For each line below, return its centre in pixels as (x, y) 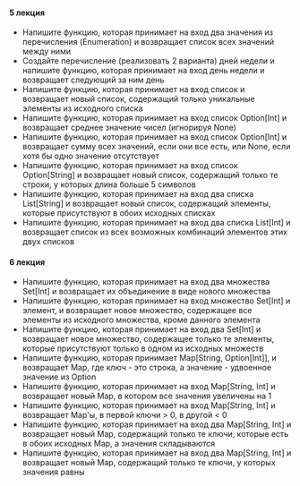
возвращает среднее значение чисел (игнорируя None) (129, 128)
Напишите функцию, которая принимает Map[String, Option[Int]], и (150, 358)
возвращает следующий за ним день (93, 80)
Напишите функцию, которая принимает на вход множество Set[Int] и (156, 301)
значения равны (53, 472)
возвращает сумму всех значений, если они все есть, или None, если (156, 147)
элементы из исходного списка (82, 108)
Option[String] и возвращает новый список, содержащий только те (150, 175)
